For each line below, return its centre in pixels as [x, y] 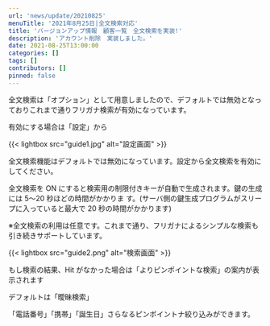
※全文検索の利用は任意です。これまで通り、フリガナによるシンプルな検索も [134, 225]
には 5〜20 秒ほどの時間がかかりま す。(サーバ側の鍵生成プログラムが [125, 198]
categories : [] [34, 53]
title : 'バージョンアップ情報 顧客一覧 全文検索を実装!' [96, 31]
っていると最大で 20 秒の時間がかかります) [100, 208]
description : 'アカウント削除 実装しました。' [81, 38]
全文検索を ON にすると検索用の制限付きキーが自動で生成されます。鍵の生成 [135, 188]
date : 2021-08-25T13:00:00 [54, 46]
